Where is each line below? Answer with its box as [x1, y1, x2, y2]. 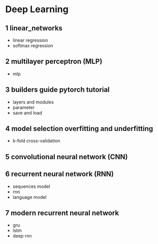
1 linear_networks [5, 24, 62, 32]
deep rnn [12, 233, 32, 239]
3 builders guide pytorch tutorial [5, 85, 110, 94]
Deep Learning [5, 4, 69, 15]
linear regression [12, 37, 48, 43]
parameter [12, 104, 35, 110]
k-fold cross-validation [12, 138, 60, 144]
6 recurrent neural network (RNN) [5, 170, 114, 179]
